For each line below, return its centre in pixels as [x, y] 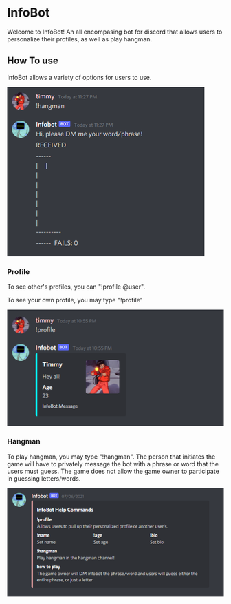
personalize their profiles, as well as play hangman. [80, 39]
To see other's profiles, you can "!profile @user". [76, 287]
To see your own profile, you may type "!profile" [75, 300]
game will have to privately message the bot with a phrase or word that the [113, 464]
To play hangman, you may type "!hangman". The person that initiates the [111, 457]
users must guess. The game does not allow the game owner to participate [113, 471]
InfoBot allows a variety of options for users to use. [79, 77]
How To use [33, 61]
